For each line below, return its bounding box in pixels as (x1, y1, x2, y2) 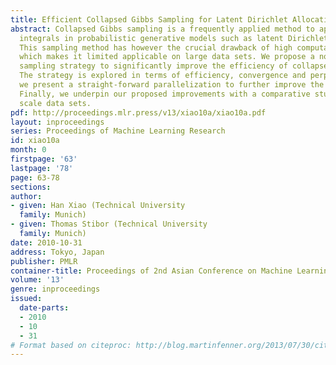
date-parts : (19, 303, 70, 313)
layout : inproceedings (10, 117, 105, 127)
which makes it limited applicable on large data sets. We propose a (19, 52, 315, 62)
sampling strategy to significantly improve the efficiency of (19, 61, 288, 71)
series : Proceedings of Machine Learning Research (10, 126, 226, 136)
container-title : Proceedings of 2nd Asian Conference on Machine (10, 266, 293, 276)
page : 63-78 (10, 172, 60, 183)
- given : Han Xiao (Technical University (10, 201, 186, 211)
